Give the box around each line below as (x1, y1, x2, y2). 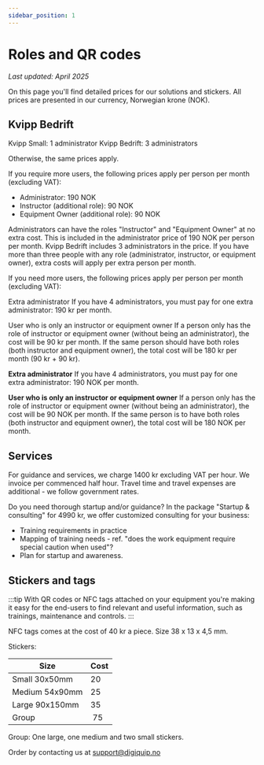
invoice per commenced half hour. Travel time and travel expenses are (8, 479, 236, 488)
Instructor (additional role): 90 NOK (19, 201, 134, 211)
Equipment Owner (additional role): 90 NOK (19, 209, 161, 219)
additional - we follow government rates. (8, 487, 139, 497)
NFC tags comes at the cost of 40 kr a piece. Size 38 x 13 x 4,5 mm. (8, 626, 229, 636)
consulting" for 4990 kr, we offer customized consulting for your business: (8, 511, 250, 520)
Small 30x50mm (12, 674, 73, 685)
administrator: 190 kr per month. (8, 305, 112, 315)
